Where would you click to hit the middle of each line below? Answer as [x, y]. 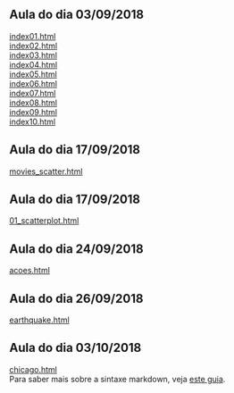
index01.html [33, 36]
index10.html [33, 121]
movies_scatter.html [46, 171]
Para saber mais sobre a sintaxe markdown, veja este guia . [117, 379]
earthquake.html [39, 320]
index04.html [33, 64]
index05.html [33, 74]
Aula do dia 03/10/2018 [75, 348]
